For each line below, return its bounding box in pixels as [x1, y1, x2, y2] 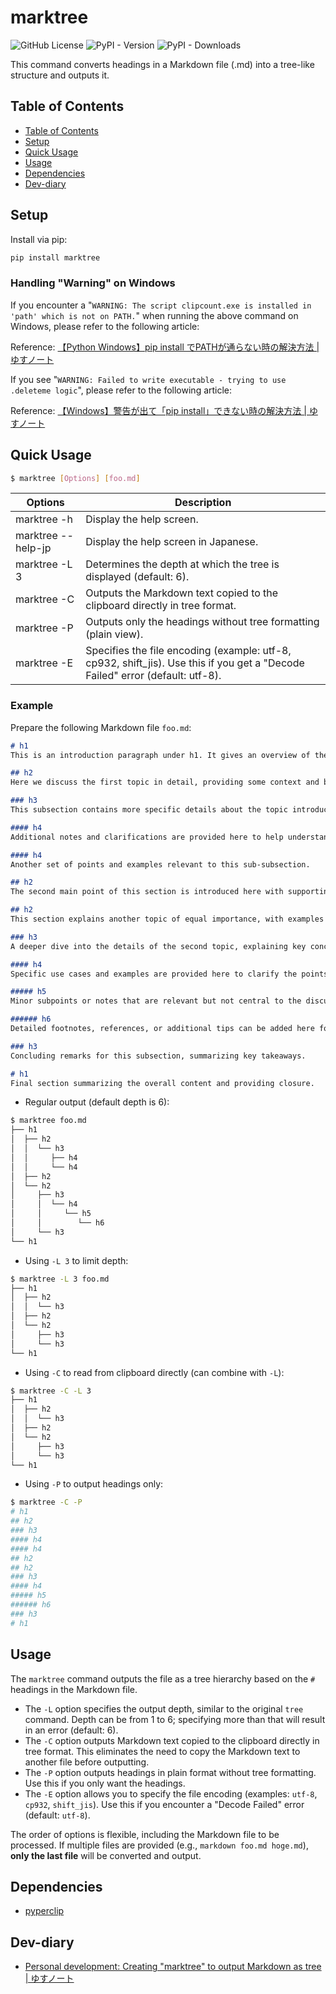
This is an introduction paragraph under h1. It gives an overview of [10, 750, 311, 760]
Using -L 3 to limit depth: [24, 1254, 129, 1266]
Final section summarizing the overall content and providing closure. [10, 1078, 315, 1088]
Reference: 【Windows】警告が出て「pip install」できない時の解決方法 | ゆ [10, 404, 318, 416]
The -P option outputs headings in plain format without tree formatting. [24, 1766, 317, 1778]
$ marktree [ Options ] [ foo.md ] [10, 473, 141, 483]
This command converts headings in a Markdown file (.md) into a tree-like [10, 58, 315, 70]
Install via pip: [10, 233, 68, 245]
